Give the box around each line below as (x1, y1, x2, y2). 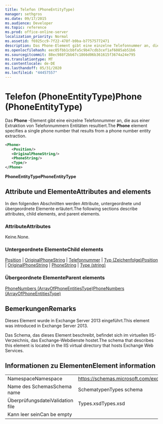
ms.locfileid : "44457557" (5, 70, 57, 75)
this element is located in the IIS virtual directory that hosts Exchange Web (5, 342, 154, 348)
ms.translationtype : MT (5, 57, 53, 62)
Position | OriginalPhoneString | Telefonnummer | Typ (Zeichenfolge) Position (5, 257, 158, 263)
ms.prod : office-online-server (5, 30, 68, 34)
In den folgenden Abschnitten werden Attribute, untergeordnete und (5, 200, 141, 206)
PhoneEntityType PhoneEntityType (5, 174, 77, 179)
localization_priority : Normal (5, 34, 68, 39)
